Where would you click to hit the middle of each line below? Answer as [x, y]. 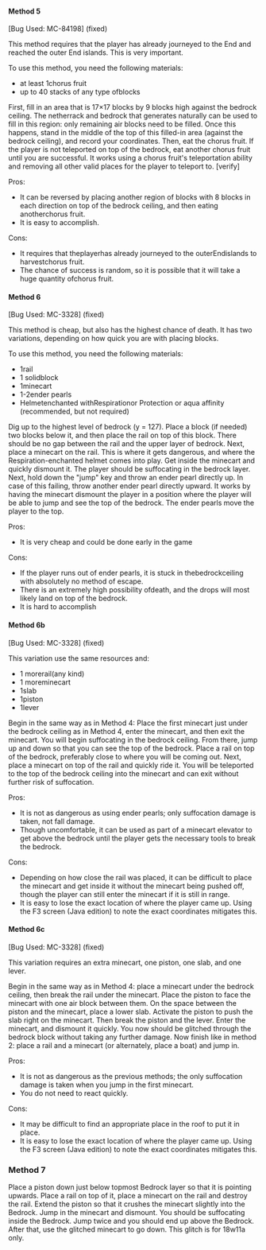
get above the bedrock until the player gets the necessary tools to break [138, 838]
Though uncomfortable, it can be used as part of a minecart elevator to [136, 829]
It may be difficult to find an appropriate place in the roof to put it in [129, 1124]
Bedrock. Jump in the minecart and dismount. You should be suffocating [127, 1213]
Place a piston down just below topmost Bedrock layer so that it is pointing [130, 1187]
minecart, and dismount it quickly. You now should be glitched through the [130, 1028]
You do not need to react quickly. [74, 1093]
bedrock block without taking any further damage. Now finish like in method [132, 1037]
